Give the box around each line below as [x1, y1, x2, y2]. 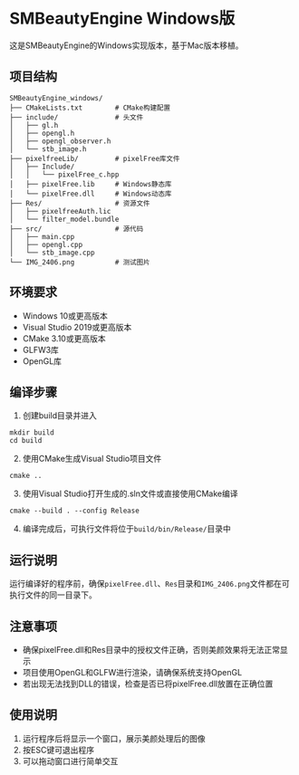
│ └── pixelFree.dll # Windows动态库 [9, 189, 172, 198]
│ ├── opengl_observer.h [9, 137, 111, 146]
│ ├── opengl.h [9, 129, 75, 138]
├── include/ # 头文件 [9, 112, 144, 122]
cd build [9, 436, 43, 445]
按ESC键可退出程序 [22, 744, 95, 755]
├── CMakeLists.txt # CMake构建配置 [9, 103, 170, 112]
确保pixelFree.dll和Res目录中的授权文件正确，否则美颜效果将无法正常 [22, 645, 281, 655]
